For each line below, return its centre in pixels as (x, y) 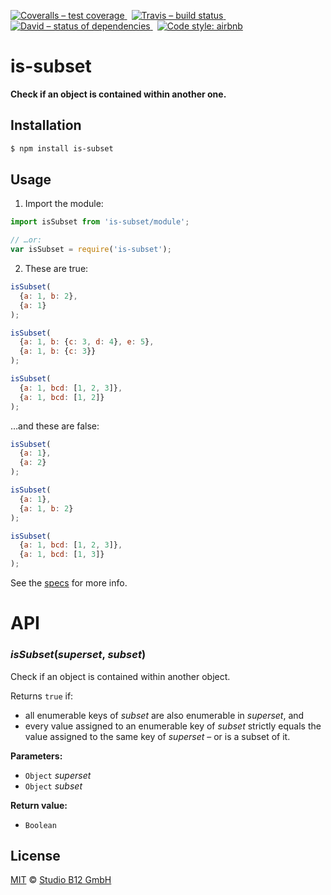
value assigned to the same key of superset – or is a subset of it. (157, 736)
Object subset (53, 786)
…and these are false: (55, 426)
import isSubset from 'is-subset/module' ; (100, 222)
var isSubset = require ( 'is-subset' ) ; (91, 250)
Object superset (58, 775)
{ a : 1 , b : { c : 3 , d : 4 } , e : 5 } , (87, 342)
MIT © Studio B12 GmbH (61, 880)
